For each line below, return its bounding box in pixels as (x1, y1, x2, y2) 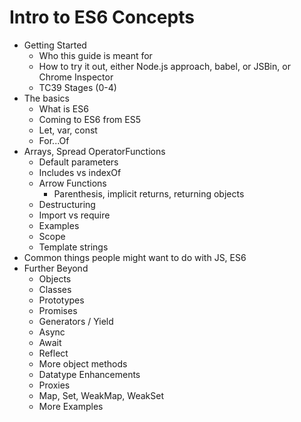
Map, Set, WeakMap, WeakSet (38, 389, 164, 401)
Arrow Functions (38, 177, 107, 189)
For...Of (38, 134, 70, 146)
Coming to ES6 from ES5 (38, 113, 141, 125)
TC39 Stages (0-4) (38, 81, 117, 93)
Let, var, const (38, 124, 98, 136)
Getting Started (23, 39, 87, 51)
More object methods (38, 357, 128, 370)
